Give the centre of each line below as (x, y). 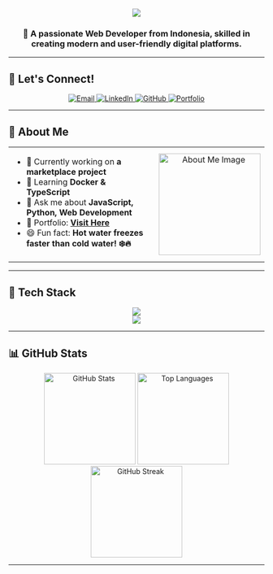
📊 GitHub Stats (48, 354)
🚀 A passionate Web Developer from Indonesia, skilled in (136, 34)
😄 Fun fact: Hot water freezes (85, 233)
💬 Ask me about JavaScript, (80, 202)
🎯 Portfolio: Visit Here (68, 223)
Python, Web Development (79, 213)
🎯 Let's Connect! (52, 78)
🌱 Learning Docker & (66, 182)
